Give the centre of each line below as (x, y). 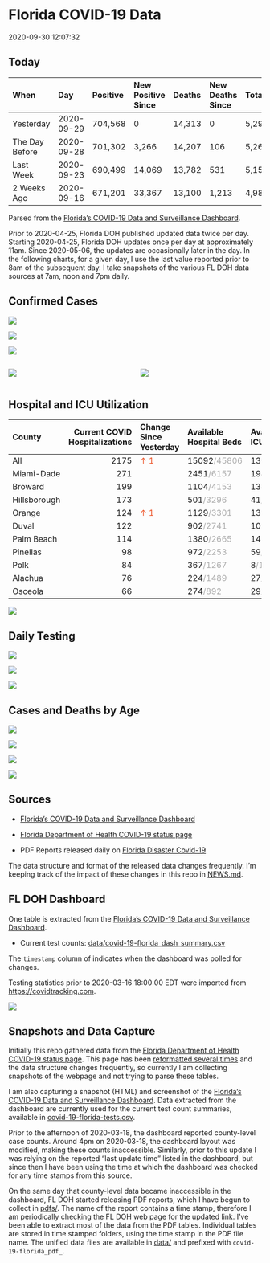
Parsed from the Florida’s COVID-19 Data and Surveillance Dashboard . (125, 218)
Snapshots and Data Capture (82, 1031)
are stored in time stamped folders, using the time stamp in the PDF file (126, 1234)
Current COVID (103, 432)
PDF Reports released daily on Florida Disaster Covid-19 (113, 850)
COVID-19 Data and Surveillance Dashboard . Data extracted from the (123, 1100)
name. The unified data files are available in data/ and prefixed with (120, 1242)
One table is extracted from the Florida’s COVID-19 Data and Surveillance (129, 918)
